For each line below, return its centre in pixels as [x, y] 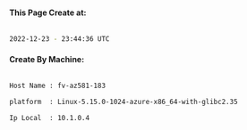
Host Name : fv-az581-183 [57, 86]
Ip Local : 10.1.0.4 [50, 118]
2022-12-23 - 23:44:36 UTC [60, 39]
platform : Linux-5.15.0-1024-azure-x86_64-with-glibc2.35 [124, 102]
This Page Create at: [48, 12]
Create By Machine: [47, 59]
